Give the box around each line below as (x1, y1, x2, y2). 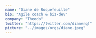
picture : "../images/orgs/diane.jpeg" (5, 26, 86, 31)
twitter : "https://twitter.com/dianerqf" (5, 21, 93, 26)
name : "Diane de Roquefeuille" (5, 7, 70, 12)
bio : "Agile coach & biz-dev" (5, 12, 68, 17)
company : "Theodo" (5, 16, 43, 21)
